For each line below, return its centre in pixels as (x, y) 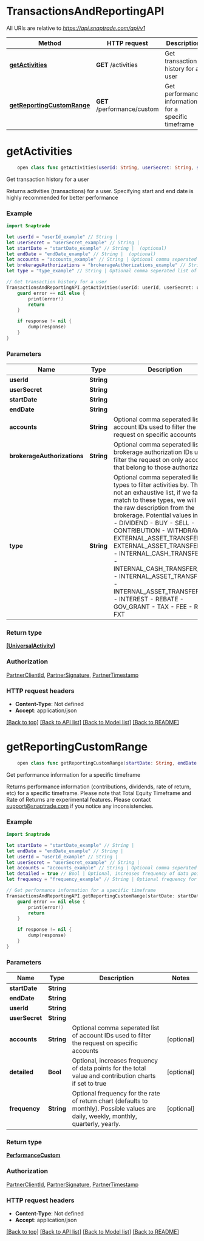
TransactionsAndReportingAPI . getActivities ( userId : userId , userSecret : (100, 288)
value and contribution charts (114, 1076)
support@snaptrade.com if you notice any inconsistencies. (80, 806)
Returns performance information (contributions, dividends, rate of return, (99, 787)
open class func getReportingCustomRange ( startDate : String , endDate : (108, 763)
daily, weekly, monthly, (105, 1116)
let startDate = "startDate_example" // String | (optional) (87, 248)
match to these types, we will (155, 500)
